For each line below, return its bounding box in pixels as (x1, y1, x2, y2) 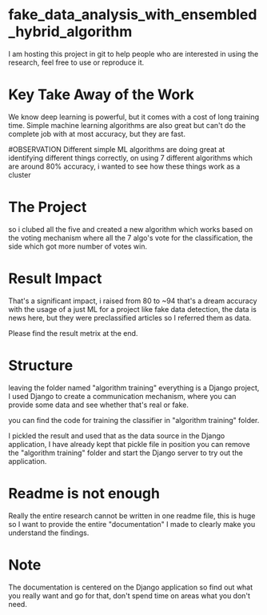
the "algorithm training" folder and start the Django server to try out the (8, 448, 244, 457)
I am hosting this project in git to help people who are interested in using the (8, 49, 259, 58)
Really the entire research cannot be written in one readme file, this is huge (8, 510, 256, 521)
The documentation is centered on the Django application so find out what (8, 582, 253, 592)
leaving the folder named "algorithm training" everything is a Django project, (8, 382, 260, 393)
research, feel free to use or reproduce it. (8, 58, 145, 67)
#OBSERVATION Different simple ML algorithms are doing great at (8, 144, 225, 154)
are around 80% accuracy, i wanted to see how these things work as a (8, 162, 241, 171)
